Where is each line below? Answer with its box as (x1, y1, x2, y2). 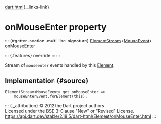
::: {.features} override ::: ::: (5, 52, 60, 58)
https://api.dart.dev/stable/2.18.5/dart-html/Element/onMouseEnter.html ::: (5, 113, 156, 119)
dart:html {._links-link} (5, 4, 50, 10)
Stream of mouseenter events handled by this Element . (5, 62, 115, 68)
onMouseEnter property (5, 22, 107, 33)
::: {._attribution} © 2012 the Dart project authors (5, 102, 104, 108)
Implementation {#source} (5, 77, 89, 85)
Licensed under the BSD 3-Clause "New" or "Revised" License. (5, 108, 135, 114)
